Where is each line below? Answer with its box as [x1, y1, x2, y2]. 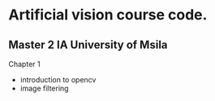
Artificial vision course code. [8, 6, 208, 24]
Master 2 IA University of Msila [8, 38, 168, 52]
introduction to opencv [19, 75, 97, 84]
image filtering [19, 83, 69, 93]
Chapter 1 [8, 59, 41, 69]
